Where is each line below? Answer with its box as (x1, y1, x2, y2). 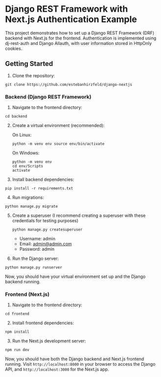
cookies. (5, 45, 23, 51)
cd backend (5, 114, 27, 119)
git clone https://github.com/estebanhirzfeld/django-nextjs (5, 82, 133, 87)
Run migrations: (12, 194, 44, 201)
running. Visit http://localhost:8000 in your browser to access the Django (5, 361, 156, 367)
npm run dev (5, 348, 29, 353)
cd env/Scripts (12, 164, 44, 169)
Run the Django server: (12, 255, 59, 262)
